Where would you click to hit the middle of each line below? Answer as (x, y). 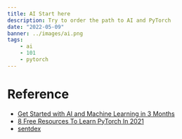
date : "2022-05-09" (36, 27)
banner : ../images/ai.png (45, 33)
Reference (38, 94)
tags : (15, 40)
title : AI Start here (39, 14)
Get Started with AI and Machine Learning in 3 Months (96, 114)
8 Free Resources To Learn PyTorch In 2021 (80, 121)
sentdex (29, 128)
